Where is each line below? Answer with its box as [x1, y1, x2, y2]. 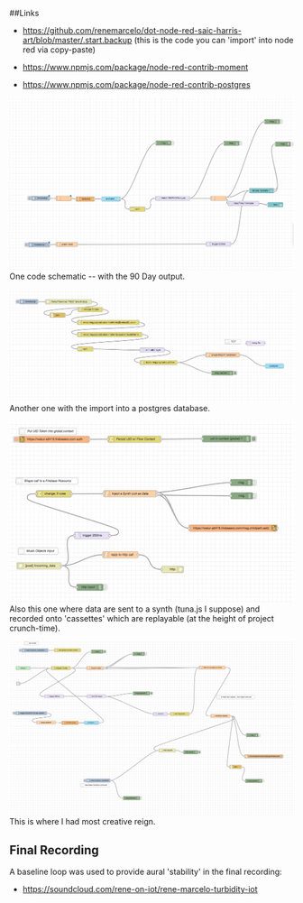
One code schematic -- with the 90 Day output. [9, 271, 186, 281]
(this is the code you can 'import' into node [133, 35, 294, 45]
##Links [9, 8, 40, 18]
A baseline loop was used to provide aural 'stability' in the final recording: [9, 866, 282, 878]
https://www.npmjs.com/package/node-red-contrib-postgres [22, 79, 251, 89]
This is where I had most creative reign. [9, 816, 156, 827]
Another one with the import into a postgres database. [9, 403, 210, 414]
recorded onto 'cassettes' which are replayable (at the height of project [9, 613, 275, 623]
